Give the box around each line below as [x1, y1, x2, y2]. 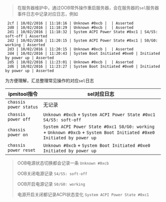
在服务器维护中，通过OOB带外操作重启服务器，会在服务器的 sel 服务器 [17, 5, 159, 10]
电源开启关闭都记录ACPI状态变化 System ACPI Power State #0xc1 [17, 192, 149, 197]
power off [7, 117, 31, 122]
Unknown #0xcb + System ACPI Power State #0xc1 [43, 111, 156, 118]
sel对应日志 [87, 91, 115, 97]
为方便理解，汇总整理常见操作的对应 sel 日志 [5, 78, 94, 83]
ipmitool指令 [8, 91, 38, 97]
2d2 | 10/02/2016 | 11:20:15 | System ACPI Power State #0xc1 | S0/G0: [7, 38, 158, 43]
